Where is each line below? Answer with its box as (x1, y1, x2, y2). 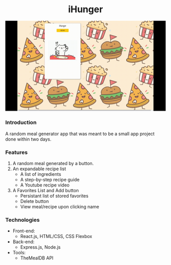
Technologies (5, 216, 40, 223)
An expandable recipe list (12, 166, 66, 172)
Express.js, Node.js (20, 244, 61, 250)
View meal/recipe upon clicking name (20, 204, 99, 210)
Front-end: (12, 228, 36, 234)
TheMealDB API (20, 255, 53, 261)
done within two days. (5, 136, 52, 142)
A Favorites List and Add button (12, 188, 79, 194)
